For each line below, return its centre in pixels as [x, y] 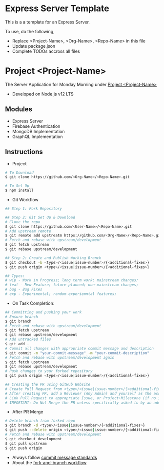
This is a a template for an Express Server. [48, 22]
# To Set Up [17, 186]
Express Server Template [57, 9]
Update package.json [34, 46]
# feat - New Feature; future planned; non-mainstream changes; [72, 285]
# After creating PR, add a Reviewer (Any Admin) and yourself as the [78, 393]
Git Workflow [25, 200]
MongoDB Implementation [38, 131]
